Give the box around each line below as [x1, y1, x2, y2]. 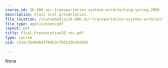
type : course [5, 35, 32, 40]
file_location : [5, 16, 37, 21]
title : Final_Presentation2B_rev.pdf [5, 30, 84, 35]
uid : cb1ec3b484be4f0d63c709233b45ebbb [5, 40, 88, 45]
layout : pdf [5, 26, 30, 31]
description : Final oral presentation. [5, 12, 88, 17]
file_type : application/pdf [5, 21, 64, 26]
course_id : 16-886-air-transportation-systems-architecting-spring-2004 [5, 7, 160, 12]
